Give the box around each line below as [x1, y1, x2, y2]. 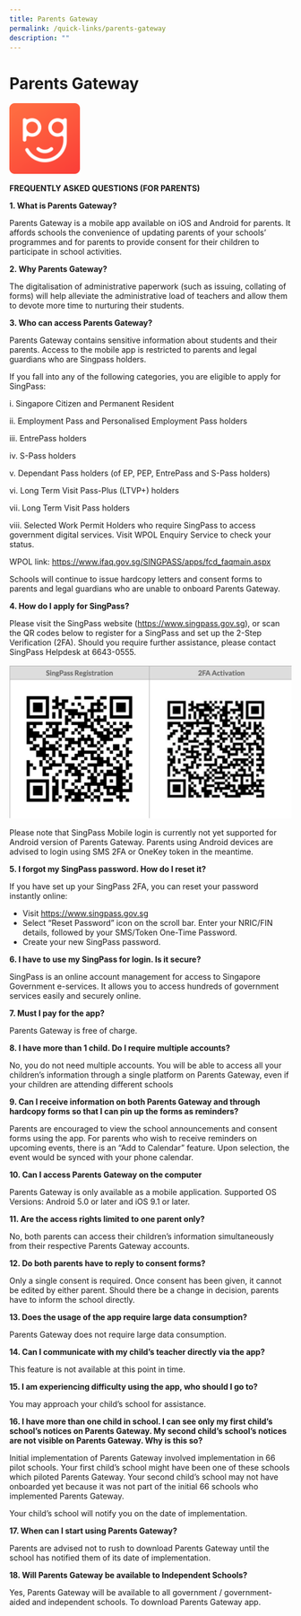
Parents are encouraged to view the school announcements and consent [9, 1123, 278, 1134]
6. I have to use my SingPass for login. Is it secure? [9, 954, 202, 965]
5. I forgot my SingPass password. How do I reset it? [9, 864, 207, 875]
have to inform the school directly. [9, 1295, 136, 1306]
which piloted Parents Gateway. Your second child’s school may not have [9, 1472, 279, 1482]
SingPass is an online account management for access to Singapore [9, 972, 262, 983]
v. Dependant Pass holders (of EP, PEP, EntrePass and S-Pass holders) [9, 467, 271, 479]
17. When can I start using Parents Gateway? [9, 1525, 177, 1536]
